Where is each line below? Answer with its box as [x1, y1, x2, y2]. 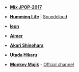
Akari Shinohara [9, 42, 44, 48]
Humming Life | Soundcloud [9, 14, 68, 19]
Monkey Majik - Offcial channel [9, 62, 74, 67]
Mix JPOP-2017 [9, 4, 42, 10]
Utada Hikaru [9, 52, 38, 58]
